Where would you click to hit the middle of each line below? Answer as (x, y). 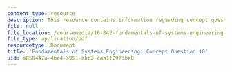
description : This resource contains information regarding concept (108, 20)
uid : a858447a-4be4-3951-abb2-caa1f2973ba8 (71, 58)
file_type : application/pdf (48, 39)
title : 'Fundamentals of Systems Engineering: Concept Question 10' (108, 52)
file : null (23, 26)
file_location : (29, 33)
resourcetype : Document (41, 45)
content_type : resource (41, 13)
